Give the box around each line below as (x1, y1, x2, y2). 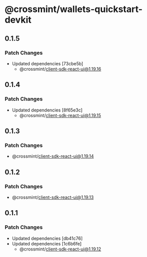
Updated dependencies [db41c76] (12, 235, 83, 241)
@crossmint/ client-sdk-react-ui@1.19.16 (19, 66, 101, 72)
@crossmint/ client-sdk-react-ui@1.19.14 (12, 153, 94, 159)
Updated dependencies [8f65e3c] (12, 107, 83, 113)
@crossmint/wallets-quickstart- (5, 4, 143, 15)
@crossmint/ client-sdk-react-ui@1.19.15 (19, 112, 101, 118)
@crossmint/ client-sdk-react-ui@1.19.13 (12, 194, 94, 200)
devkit (5, 14, 32, 26)
